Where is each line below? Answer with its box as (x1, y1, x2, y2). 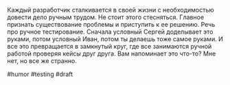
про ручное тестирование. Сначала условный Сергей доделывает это (7, 27, 214, 36)
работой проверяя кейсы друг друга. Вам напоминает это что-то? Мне (7, 49, 216, 58)
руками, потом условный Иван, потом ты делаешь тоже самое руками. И (7, 35, 223, 43)
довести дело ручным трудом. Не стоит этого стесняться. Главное (7, 13, 205, 21)
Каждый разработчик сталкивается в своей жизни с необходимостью (7, 6, 214, 14)
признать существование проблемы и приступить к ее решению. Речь (7, 21, 216, 28)
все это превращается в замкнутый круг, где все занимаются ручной (7, 42, 212, 50)
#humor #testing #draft (7, 70, 73, 78)
